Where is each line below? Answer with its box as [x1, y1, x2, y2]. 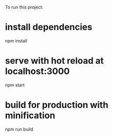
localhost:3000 [5, 66, 70, 77]
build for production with [5, 99, 109, 111]
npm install [5, 38, 28, 44]
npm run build [5, 126, 33, 132]
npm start [5, 82, 25, 88]
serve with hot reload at [5, 55, 104, 66]
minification [5, 110, 56, 121]
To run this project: [5, 4, 43, 10]
